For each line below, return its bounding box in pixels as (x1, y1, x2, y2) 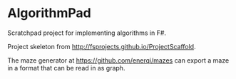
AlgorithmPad (7, 5, 91, 21)
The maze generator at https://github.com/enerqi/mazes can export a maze (7, 56, 230, 65)
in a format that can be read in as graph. (7, 63, 125, 72)
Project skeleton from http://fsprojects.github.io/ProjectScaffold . (7, 42, 196, 51)
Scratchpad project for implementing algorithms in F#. (7, 28, 166, 37)
